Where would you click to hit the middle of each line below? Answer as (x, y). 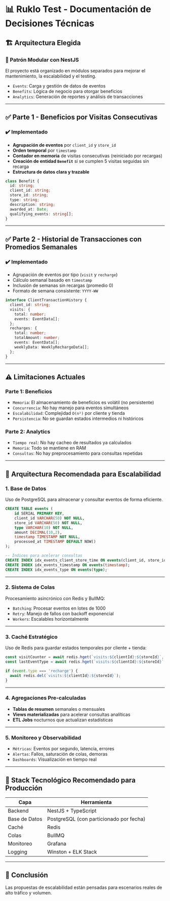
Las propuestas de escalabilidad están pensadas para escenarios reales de (84, 887)
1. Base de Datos (26, 488)
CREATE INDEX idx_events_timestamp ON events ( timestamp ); (68, 565)
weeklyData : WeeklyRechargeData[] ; (52, 347)
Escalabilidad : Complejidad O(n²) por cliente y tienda (69, 413)
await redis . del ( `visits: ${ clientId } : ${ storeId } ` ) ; (66, 675)
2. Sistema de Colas (30, 587)
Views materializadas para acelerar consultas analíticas (71, 714)
